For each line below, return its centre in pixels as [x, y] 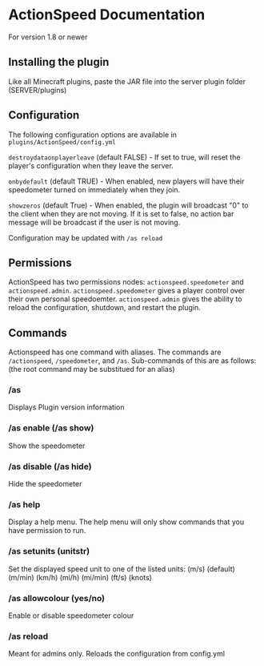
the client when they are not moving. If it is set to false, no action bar [121, 213]
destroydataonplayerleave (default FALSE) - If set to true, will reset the [124, 157]
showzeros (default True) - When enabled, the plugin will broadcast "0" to [128, 205]
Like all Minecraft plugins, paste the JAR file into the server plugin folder [127, 81]
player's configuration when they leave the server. [91, 165]
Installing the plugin [59, 62]
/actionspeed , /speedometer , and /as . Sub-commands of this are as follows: [132, 361]
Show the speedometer [47, 446]
